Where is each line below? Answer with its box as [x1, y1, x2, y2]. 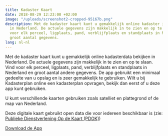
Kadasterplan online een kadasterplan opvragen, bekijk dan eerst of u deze [5, 80, 160, 86]
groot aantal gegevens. [9, 35, 59, 40]
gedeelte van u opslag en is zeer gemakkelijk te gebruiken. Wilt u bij [5, 74, 145, 80]
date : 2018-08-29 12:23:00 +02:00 [5, 12, 77, 17]
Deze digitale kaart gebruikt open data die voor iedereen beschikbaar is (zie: [5, 110, 163, 116]
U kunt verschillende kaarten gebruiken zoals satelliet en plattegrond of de [5, 95, 159, 101]
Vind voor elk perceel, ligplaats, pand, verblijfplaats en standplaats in [5, 64, 147, 70]
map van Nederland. [5, 100, 47, 106]
